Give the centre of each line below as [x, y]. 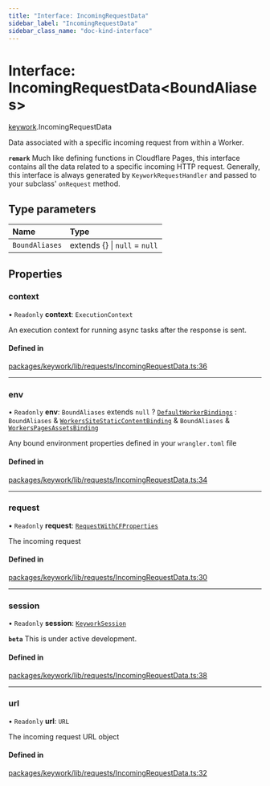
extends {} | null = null [114, 245]
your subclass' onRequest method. [64, 184]
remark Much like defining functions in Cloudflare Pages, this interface [124, 158]
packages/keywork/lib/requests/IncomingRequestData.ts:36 [108, 366]
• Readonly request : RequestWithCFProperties [84, 525]
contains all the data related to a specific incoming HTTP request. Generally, [135, 167]
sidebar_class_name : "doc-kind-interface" [80, 31]
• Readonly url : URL [39, 721]
